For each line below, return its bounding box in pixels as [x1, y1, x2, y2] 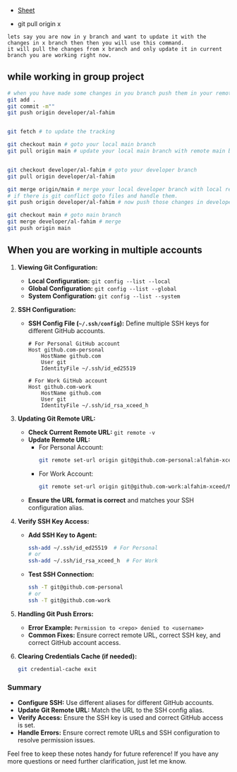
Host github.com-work [28, 383, 92, 390]
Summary [7, 682, 42, 692]
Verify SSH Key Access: [17, 517, 90, 525]
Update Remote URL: [28, 435, 90, 444]
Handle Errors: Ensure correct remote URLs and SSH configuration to [17, 728, 220, 737]
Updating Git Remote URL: [17, 414, 96, 423]
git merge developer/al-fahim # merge [7, 218, 121, 225]
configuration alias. [28, 503, 85, 512]
